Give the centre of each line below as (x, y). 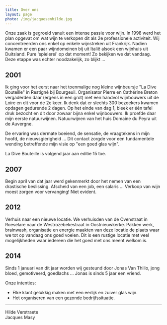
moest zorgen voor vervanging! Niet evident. (51, 192)
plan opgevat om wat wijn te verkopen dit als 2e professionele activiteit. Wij (83, 38)
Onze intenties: (21, 283)
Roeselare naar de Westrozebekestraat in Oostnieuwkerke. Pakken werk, (80, 224)
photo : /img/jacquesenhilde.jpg (39, 19)
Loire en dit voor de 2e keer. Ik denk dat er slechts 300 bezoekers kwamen (82, 103)
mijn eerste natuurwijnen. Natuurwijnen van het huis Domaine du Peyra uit (81, 119)
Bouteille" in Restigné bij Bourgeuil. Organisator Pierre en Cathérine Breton (82, 92)
